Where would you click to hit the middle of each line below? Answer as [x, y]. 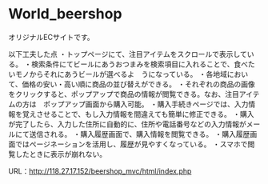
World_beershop [65, 14]
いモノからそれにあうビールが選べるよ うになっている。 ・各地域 [118, 74]
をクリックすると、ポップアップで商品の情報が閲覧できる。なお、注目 [124, 94]
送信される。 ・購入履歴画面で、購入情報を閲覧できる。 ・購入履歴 [140, 134]
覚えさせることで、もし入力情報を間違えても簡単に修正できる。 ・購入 [138, 114]
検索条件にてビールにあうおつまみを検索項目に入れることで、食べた [143, 64]
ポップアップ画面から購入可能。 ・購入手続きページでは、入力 [146, 104]
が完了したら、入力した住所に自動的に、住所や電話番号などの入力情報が [127, 124]
